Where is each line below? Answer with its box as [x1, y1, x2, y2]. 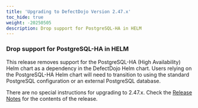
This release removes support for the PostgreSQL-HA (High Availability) [6, 58, 181, 65]
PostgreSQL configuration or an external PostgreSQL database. [6, 77, 161, 84]
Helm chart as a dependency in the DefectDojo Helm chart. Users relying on [6, 65, 192, 72]
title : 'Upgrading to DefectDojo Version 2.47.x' [6, 8, 132, 15]
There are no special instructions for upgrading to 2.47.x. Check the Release [6, 88, 193, 96]
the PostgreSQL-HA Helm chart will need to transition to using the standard [6, 71, 190, 78]
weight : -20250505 [6, 20, 52, 26]
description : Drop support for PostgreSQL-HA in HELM [6, 25, 142, 31]
